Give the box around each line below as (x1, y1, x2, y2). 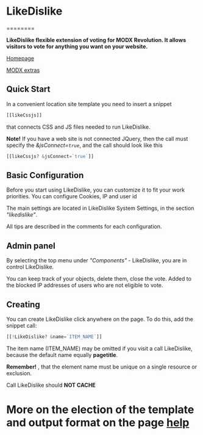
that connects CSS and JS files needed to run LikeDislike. (6, 123, 151, 131)
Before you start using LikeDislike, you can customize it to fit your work (6, 186, 185, 193)
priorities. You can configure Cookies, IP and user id (6, 193, 137, 200)
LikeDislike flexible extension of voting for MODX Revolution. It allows (6, 36, 187, 43)
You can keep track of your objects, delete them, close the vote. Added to (6, 275, 192, 282)
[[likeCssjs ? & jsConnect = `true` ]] (6, 153, 94, 159)
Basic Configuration (6, 170, 84, 181)
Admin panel (6, 240, 56, 251)
